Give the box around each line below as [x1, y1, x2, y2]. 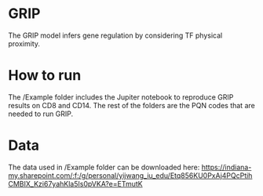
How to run [8, 67, 82, 85]
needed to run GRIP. [8, 109, 74, 118]
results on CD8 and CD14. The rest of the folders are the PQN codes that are [8, 100, 255, 110]
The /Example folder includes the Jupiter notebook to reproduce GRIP [8, 92, 234, 102]
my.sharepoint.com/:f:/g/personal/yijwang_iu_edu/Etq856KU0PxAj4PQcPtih [8, 170, 253, 180]
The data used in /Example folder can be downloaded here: [8, 162, 200, 172]
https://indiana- [201, 162, 252, 172]
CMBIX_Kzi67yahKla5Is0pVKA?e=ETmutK [8, 179, 143, 188]
